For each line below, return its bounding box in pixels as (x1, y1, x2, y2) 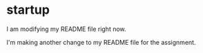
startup (6, 2, 50, 18)
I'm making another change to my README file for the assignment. (6, 38, 196, 46)
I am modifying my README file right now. (6, 25, 126, 33)
